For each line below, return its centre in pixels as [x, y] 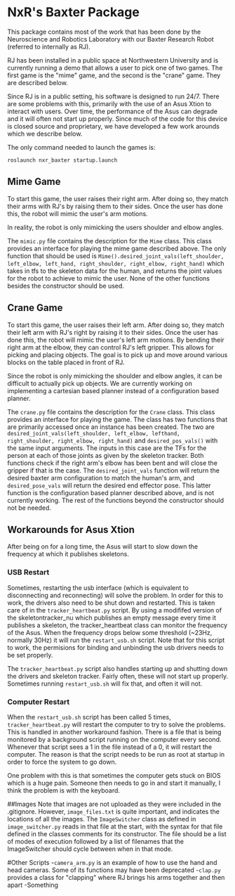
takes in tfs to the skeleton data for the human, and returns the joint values [115, 271]
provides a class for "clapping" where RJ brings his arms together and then [116, 877]
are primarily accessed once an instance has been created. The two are [111, 427]
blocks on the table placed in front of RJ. [66, 362]
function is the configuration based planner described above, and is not [111, 492]
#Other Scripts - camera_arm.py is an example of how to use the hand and [112, 862]
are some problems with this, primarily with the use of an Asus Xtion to [109, 103]
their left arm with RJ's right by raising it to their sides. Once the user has [113, 332]
